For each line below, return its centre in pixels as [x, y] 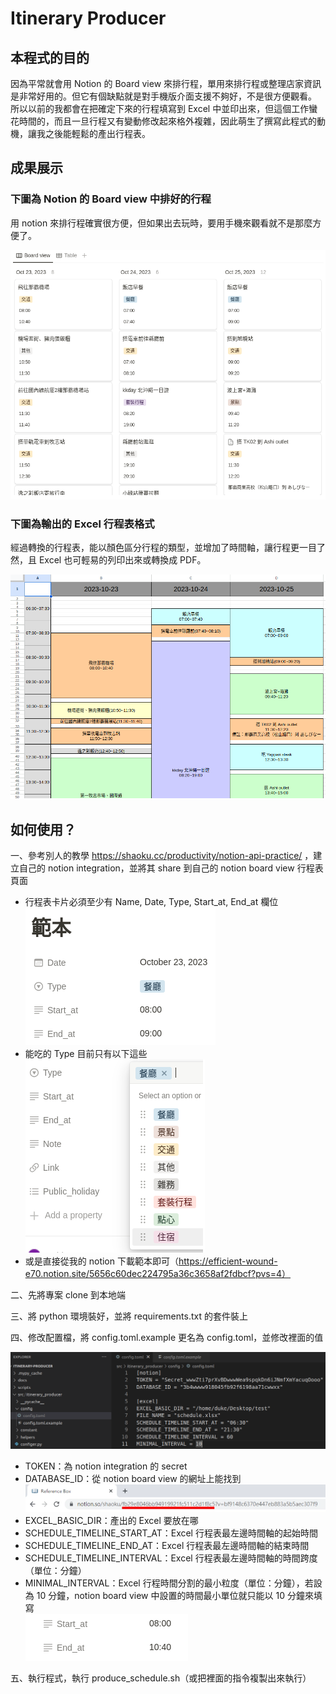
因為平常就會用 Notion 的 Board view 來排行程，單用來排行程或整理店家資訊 [166, 83]
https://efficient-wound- [228, 1261]
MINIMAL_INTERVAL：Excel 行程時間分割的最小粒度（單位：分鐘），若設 [173, 1583]
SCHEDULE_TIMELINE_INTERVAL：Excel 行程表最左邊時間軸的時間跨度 [171, 1558]
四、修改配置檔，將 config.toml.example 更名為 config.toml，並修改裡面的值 [167, 1338]
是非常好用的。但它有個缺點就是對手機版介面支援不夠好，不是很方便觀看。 [163, 96]
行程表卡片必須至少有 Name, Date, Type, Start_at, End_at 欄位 [151, 902]
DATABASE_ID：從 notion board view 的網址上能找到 [133, 1479]
